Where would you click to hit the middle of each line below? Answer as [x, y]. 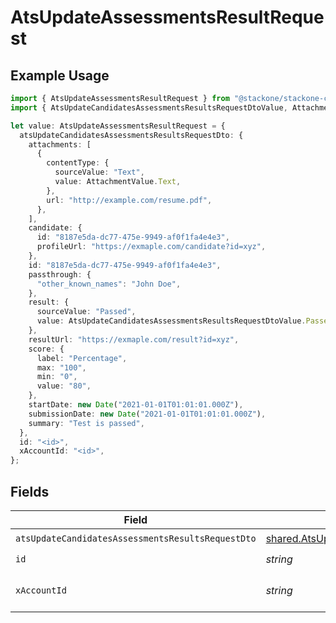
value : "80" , [64, 386]
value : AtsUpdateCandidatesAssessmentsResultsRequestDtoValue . [171, 321]
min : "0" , [57, 377]
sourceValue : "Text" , [99, 172]
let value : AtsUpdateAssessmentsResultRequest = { [118, 126]
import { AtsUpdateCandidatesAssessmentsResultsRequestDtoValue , [149, 107]
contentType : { [78, 163]
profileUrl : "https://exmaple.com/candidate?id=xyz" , [151, 247]
